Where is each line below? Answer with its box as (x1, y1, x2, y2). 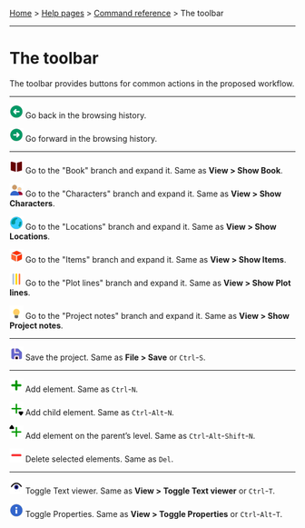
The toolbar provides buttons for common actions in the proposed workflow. (9, 77, 295, 89)
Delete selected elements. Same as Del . (25, 453, 174, 464)
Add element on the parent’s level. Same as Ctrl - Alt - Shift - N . (25, 430, 256, 441)
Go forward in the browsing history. (25, 133, 158, 144)
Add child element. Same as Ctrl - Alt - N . (25, 406, 174, 417)
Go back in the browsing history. (25, 109, 147, 121)
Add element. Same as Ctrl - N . (25, 384, 139, 394)
